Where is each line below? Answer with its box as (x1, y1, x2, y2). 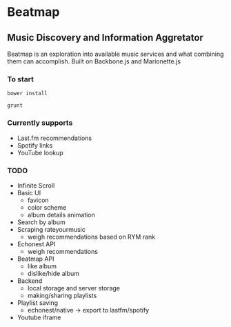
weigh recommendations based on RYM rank (27, 232, 156, 241)
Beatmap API (17, 255, 54, 263)
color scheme (27, 203, 67, 211)
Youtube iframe (17, 313, 61, 321)
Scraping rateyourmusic (17, 225, 86, 233)
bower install (7, 90, 48, 97)
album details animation (27, 210, 95, 219)
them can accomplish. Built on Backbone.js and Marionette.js (7, 57, 181, 66)
